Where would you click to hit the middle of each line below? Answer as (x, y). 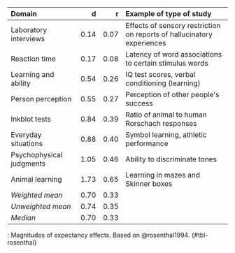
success (139, 103)
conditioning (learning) (163, 83)
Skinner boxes (149, 183)
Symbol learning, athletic (166, 135)
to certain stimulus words (167, 63)
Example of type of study (169, 14)
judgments (28, 164)
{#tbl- (200, 235)
